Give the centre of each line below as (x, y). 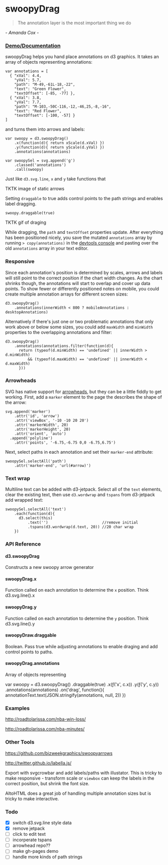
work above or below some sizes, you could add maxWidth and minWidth (79, 327)
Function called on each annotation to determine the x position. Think (77, 590)
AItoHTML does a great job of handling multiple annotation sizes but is (78, 793)
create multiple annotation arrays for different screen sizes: (67, 294)
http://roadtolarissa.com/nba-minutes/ (45, 729)
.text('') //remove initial (83, 523)
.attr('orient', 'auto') (40, 434)
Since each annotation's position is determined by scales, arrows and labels (84, 272)
